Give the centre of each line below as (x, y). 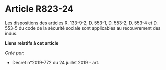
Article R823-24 (39, 9)
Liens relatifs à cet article (32, 43)
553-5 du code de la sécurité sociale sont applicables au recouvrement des (83, 28)
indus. (11, 33)
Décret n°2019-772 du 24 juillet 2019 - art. (56, 62)
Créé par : (15, 53)
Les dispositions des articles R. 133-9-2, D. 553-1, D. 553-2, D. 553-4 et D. (82, 23)
